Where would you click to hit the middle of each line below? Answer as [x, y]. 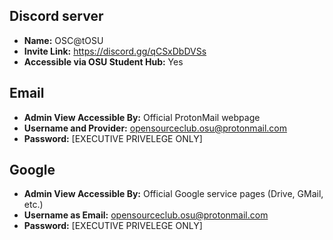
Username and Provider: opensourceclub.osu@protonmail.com [155, 128]
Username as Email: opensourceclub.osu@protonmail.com [146, 215]
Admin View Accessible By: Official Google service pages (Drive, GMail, [173, 194]
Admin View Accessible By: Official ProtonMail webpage [142, 117]
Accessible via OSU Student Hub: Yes [103, 61]
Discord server [56, 16]
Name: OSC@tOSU [63, 40]
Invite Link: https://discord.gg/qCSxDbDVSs [115, 51]
